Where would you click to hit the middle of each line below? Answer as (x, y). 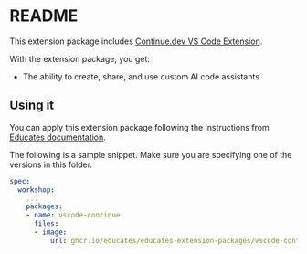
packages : (45, 206)
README (44, 16)
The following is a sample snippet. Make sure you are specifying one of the (151, 154)
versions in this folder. (51, 164)
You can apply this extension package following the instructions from (139, 127)
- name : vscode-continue (73, 216)
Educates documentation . (58, 137)
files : (46, 224)
